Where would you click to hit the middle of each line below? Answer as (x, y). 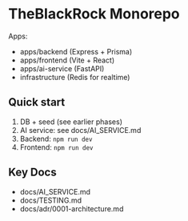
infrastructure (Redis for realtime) (75, 77)
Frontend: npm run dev (56, 147)
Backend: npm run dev (56, 139)
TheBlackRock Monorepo (94, 14)
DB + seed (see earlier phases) (71, 122)
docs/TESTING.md (51, 200)
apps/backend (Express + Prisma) (76, 51)
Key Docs (33, 173)
